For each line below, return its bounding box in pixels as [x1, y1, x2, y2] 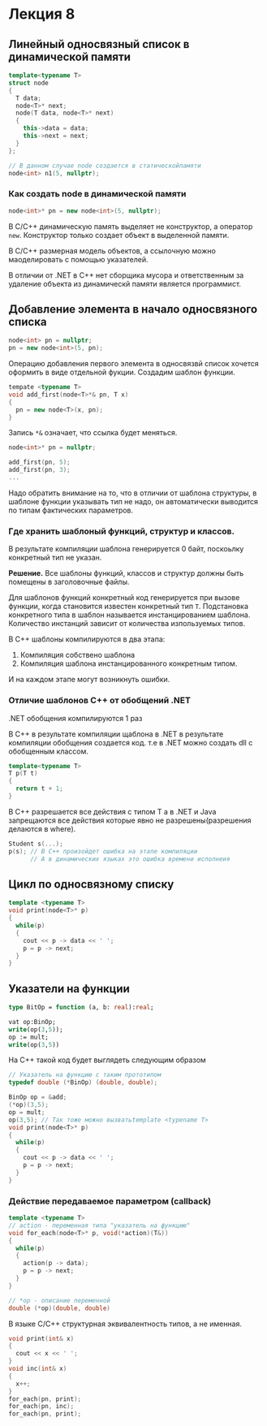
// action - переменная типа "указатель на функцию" [8, 1221, 191, 1229]
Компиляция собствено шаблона [19, 650, 136, 660]
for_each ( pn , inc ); [8, 1402, 75, 1411]
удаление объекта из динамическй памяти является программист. [8, 279, 242, 288]
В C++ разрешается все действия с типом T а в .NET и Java [8, 806, 217, 816]
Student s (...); [8, 840, 63, 848]
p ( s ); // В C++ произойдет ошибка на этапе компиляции [8, 847, 198, 855]
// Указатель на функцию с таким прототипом [8, 1071, 161, 1079]
